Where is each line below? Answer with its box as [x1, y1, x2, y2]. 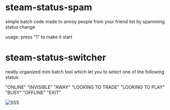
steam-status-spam [5, 2, 92, 13]
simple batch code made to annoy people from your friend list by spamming [5, 18, 165, 25]
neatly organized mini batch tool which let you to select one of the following [5, 69, 165, 75]
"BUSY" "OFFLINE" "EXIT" [5, 89, 61, 96]
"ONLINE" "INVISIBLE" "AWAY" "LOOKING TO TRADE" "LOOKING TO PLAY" [5, 84, 165, 90]
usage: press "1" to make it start [5, 34, 72, 40]
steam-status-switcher [5, 52, 106, 63]
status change [5, 24, 36, 30]
